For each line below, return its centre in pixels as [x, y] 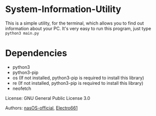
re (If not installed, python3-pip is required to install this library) [78, 83]
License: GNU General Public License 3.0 [48, 98]
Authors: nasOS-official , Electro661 [41, 108]
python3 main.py [22, 33]
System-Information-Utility [63, 9]
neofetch [22, 88]
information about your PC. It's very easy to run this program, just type [78, 28]
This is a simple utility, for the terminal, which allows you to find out [74, 23]
